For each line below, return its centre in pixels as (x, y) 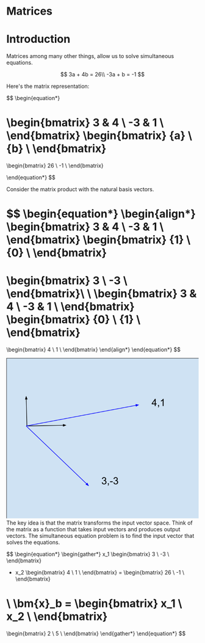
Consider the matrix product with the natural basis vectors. (80, 189)
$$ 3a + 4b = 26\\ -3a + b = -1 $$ (103, 74)
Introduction (38, 39)
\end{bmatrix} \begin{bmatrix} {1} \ (99, 240)
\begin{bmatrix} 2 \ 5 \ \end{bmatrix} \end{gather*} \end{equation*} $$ (96, 634)
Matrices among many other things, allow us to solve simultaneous (90, 56)
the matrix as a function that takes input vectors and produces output (93, 529)
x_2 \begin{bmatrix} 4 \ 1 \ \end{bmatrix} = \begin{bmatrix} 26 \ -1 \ (100, 573)
